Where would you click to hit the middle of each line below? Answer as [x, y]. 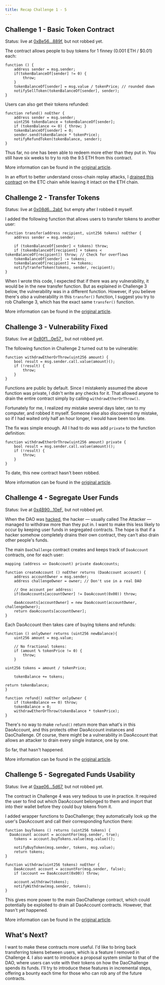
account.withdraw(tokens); [41, 882]
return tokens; [29, 852]
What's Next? [27, 935]
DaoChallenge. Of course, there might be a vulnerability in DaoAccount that [82, 735]
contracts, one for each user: [34, 555]
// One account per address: [44, 590]
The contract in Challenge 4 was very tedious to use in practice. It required [81, 796]
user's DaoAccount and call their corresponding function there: [69, 821]
